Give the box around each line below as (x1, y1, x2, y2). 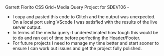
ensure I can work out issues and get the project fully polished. (12, 46, 142, 51)
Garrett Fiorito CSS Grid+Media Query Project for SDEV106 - (5, 4, 130, 10)
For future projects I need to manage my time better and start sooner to (12, 40, 159, 46)
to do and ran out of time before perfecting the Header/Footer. (12, 35, 141, 41)
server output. (12, 24, 42, 30)
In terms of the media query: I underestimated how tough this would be (12, 30, 159, 35)
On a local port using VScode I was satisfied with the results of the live (12, 19, 158, 25)
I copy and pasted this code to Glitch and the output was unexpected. (12, 14, 156, 19)
